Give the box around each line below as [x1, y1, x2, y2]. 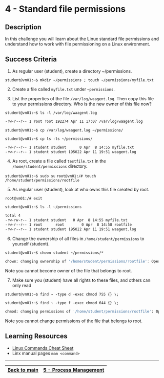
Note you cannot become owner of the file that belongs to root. [5, 267, 132, 273]
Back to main [7, 366, 39, 373]
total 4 [5, 213, 21, 218]
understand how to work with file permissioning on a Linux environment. [5, 41, 150, 47]
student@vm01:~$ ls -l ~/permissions [5, 204, 82, 210]
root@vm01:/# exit [5, 196, 42, 201]
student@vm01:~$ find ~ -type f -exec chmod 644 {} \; [5, 300, 119, 305]
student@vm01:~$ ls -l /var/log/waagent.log [5, 110, 97, 115]
